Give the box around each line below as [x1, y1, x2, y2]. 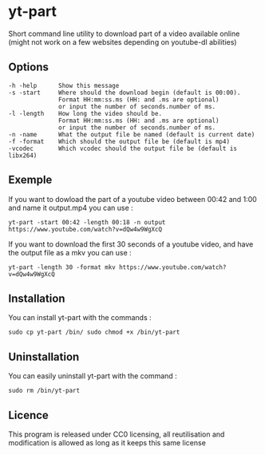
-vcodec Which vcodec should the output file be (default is [8, 144, 238, 152]
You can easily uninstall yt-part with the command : [8, 371, 177, 381]
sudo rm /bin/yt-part [8, 386, 81, 395]
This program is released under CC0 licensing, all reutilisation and [8, 429, 225, 439]
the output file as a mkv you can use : [8, 247, 132, 257]
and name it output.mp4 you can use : [8, 203, 133, 212]
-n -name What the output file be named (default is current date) [8, 130, 255, 138]
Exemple [8, 173, 53, 187]
